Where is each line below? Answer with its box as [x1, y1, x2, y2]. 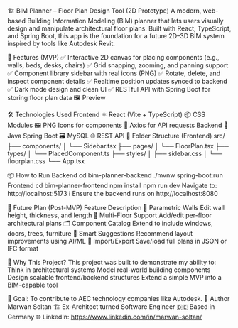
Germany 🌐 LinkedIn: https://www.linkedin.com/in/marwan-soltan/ [7, 312, 202, 321]
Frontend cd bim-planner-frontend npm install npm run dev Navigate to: [7, 181, 217, 190]
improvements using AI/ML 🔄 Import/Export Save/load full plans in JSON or [7, 237, 227, 245]
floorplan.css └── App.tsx [7, 157, 85, 165]
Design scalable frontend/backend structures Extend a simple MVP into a [7, 273, 222, 281]
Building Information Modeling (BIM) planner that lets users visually [27, 17, 224, 25]
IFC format [7, 244, 39, 253]
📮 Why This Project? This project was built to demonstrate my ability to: [7, 258, 217, 266]
